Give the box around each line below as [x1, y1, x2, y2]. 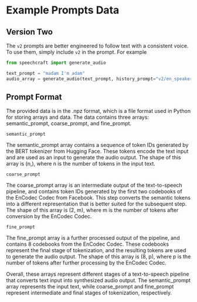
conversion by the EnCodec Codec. [6, 213, 92, 220]
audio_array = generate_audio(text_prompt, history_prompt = [6, 75, 157, 82]
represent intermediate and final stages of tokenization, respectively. [6, 289, 172, 296]
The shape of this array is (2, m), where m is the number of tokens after [6, 207, 179, 214]
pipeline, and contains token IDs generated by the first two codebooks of [6, 188, 183, 195]
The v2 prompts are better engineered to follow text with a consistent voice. [6, 42, 189, 49]
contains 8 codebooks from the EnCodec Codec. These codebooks [6, 241, 169, 248]
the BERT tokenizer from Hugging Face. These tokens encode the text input [6, 147, 189, 155]
